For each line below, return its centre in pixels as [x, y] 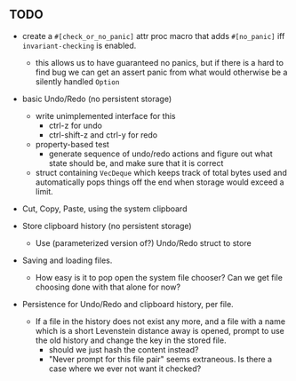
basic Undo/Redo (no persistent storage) [96, 99]
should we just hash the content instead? [124, 349]
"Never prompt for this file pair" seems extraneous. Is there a [160, 359]
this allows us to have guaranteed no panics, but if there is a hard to [160, 62]
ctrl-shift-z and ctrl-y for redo [103, 135]
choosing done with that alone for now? [108, 287]
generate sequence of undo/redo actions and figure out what [160, 154]
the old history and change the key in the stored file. [131, 340]
